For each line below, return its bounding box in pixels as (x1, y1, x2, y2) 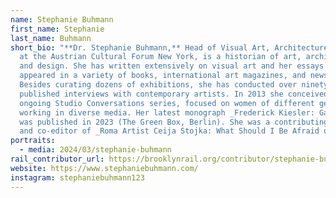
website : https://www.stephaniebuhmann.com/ (10, 163, 199, 173)
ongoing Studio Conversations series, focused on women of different (19, 98, 315, 108)
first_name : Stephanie (10, 24, 105, 34)
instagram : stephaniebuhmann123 (10, 172, 145, 183)
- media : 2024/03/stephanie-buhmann (19, 145, 172, 155)
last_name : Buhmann (10, 33, 92, 43)
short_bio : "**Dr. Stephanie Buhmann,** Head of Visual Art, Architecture (10, 42, 329, 53)
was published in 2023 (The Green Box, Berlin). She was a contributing (19, 117, 329, 127)
